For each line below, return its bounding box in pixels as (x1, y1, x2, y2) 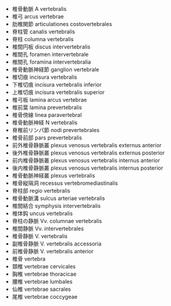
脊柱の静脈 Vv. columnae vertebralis (11, 218, 102, 224)
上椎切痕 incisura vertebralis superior (11, 88, 105, 96)
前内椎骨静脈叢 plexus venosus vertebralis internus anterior (11, 157, 160, 164)
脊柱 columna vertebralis (11, 36, 74, 42)
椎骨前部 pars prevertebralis (11, 134, 83, 141)
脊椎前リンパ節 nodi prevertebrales (11, 127, 100, 133)
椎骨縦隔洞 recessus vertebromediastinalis (11, 179, 118, 187)
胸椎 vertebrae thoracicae (11, 270, 77, 278)
